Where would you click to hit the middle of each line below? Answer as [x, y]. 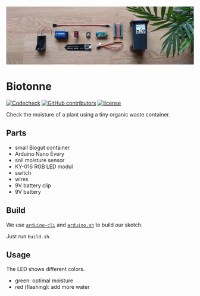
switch [23, 172]
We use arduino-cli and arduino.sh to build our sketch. [74, 225]
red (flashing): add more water [52, 287]
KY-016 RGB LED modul [44, 166]
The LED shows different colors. [46, 269]
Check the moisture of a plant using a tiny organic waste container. [88, 114]
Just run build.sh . [29, 236]
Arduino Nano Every [39, 154]
